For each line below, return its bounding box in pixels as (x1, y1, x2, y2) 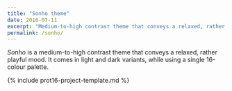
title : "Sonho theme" (7, 10, 70, 17)
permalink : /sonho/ (7, 29, 64, 37)
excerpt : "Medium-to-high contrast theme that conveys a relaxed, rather (7, 23, 226, 30)
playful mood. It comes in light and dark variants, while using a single (7, 56, 205, 64)
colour (7, 63, 26, 71)
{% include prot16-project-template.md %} (7, 77, 130, 85)
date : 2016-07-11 (7, 17, 58, 23)
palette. (26, 63, 49, 71)
